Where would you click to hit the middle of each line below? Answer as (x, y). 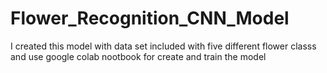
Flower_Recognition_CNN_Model (150, 18)
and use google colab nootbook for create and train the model (138, 56)
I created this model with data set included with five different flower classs (163, 46)
